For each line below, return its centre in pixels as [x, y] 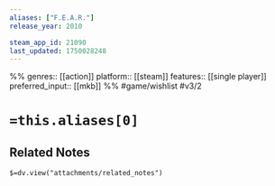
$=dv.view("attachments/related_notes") [87, 173]
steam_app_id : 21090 [48, 42]
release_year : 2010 [46, 26]
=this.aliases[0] [74, 121]
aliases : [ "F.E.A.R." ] [52, 18]
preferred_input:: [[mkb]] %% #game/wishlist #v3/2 [106, 86]
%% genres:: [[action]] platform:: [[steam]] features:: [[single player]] [138, 77]
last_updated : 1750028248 [58, 51]
